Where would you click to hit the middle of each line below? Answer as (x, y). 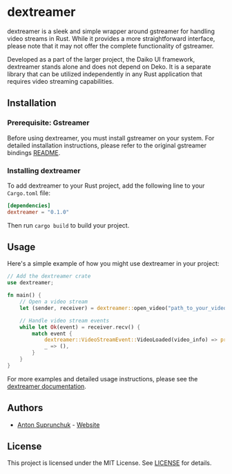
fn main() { (24, 295)
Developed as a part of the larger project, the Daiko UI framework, (101, 59)
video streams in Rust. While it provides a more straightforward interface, (111, 38)
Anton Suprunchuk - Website (58, 425)
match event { (52, 334)
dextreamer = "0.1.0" (38, 212)
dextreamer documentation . (47, 386)
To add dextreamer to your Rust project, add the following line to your (106, 185)
